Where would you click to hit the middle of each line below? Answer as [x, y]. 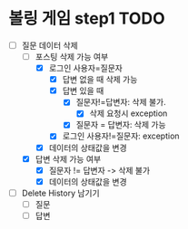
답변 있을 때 [83, 91]
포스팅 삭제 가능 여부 [72, 57]
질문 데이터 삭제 [49, 45]
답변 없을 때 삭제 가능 [100, 80]
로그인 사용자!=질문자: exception [121, 136]
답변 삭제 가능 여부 [68, 158]
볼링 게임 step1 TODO [87, 19]
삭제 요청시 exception [129, 113]
